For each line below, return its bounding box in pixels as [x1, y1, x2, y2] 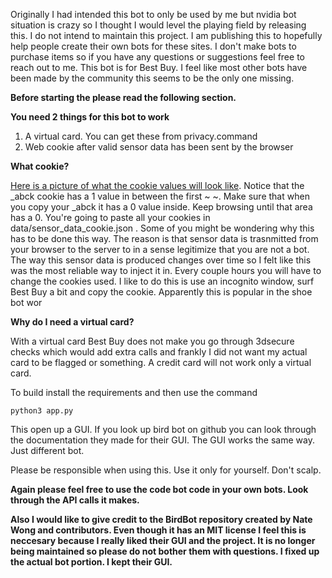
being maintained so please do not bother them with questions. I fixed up [10, 545, 320, 557]
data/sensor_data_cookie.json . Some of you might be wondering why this [10, 222, 315, 234]
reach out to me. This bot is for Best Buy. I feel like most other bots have [10, 62, 308, 73]
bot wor [10, 297, 43, 308]
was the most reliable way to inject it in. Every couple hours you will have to [10, 265, 322, 276]
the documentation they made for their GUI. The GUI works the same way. [10, 434, 315, 446]
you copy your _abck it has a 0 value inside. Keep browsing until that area [10, 201, 313, 213]
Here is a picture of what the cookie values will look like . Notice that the [10, 180, 305, 191]
